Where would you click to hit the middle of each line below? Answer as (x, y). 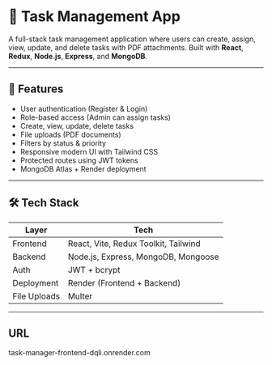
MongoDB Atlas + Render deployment (83, 168)
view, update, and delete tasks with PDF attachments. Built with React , (126, 47)
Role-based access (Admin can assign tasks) (96, 117)
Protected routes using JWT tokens (79, 160)
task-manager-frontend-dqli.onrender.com (80, 353)
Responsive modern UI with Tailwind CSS (89, 151)
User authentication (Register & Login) (84, 108)
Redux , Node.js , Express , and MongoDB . (78, 56)
